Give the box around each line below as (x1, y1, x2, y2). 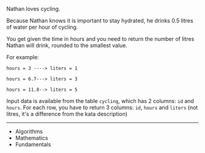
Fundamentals (15, 141, 51, 148)
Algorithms (15, 128, 43, 135)
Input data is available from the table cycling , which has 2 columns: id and (6, 98, 194, 104)
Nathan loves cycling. (6, 5, 60, 12)
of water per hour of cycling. (6, 24, 78, 30)
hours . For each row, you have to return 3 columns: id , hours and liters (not (6, 104, 198, 111)
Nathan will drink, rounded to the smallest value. (6, 42, 128, 49)
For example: (6, 54, 40, 60)
